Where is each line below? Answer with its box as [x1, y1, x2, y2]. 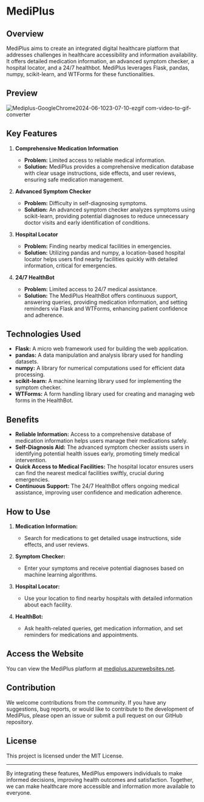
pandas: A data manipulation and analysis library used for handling [15, 351, 183, 359]
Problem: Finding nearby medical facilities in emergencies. [24, 242, 172, 250]
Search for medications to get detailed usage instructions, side [24, 535, 182, 542]
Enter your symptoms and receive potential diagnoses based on [24, 565, 184, 572]
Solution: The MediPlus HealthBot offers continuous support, [24, 292, 178, 299]
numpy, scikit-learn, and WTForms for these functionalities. [6, 71, 155, 77]
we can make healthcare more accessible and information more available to [6, 783, 195, 790]
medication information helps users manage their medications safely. [15, 437, 188, 445]
